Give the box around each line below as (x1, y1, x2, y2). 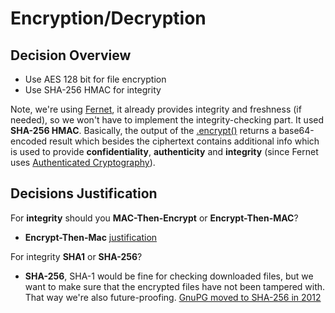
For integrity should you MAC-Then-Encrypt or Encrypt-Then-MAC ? (10, 212, 299, 224)
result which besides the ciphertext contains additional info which (49, 135, 320, 147)
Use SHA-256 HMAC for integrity (24, 84, 162, 96)
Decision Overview (10, 47, 132, 64)
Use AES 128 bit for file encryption (24, 73, 167, 85)
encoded (10, 135, 48, 147)
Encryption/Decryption (10, 7, 207, 30)
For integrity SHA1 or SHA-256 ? (10, 250, 143, 262)
